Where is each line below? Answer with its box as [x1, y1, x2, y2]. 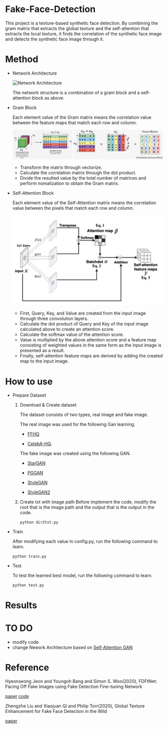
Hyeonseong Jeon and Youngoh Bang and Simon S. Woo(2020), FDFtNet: [5, 678, 157, 684]
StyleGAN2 [27, 489, 50, 495]
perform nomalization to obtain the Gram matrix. [19, 180, 119, 186]
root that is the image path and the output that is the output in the [19, 504, 154, 510]
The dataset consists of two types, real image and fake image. [19, 412, 148, 418]
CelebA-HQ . [27, 441, 52, 447]
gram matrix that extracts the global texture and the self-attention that [5, 25, 149, 31]
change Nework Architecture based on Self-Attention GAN [12, 644, 133, 650]
